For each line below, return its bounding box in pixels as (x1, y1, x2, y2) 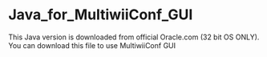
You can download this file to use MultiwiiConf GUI (8, 40, 176, 50)
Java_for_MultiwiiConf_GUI (8, 6, 193, 24)
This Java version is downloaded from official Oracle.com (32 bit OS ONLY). (8, 32, 260, 42)
